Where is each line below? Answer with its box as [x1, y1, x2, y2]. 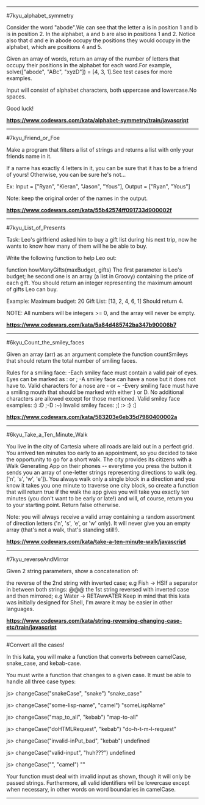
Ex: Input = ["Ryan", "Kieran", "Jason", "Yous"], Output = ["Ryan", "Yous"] [6, 183, 190, 190]
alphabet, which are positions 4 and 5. [6, 43, 103, 51]
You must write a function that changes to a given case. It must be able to [6, 672, 192, 679]
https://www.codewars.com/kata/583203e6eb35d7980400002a [6, 414, 178, 421]
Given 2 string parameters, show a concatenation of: [6, 568, 138, 575]
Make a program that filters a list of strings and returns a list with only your [6, 146, 194, 154]
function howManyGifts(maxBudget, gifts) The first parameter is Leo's [6, 266, 182, 273]
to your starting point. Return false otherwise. [6, 502, 121, 509]
